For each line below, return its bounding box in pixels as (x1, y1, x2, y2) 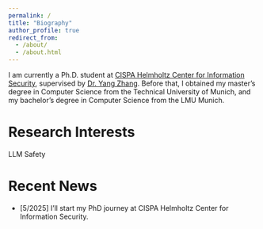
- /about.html (15, 48, 62, 56)
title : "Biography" (8, 19, 73, 27)
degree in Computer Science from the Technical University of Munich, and (8, 87, 251, 96)
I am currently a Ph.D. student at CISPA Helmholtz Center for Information (8, 71, 246, 79)
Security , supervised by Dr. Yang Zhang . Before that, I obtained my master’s (8, 78, 256, 88)
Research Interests (8, 124, 135, 141)
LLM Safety (8, 149, 46, 158)
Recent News (8, 177, 97, 195)
